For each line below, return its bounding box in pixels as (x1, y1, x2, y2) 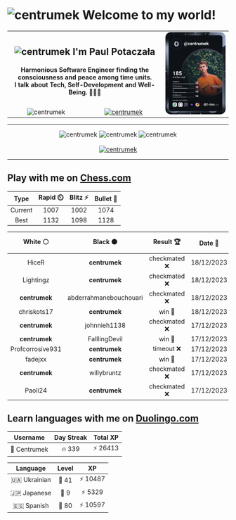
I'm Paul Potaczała (72, 46, 156, 58)
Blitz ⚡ (69, 194, 89, 202)
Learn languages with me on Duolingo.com (7, 412, 199, 424)
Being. (68, 88, 88, 96)
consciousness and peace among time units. (18, 73, 152, 82)
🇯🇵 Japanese (10, 488, 51, 497)
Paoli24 (25, 386, 48, 395)
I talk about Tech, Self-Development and (14, 81, 137, 89)
